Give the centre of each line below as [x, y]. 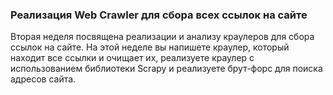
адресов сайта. [43, 79]
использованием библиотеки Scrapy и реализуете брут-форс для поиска [166, 69]
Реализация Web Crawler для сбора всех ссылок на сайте [159, 15]
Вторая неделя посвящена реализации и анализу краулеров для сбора [162, 37]
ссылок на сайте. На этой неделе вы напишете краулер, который [150, 47]
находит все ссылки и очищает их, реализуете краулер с [132, 58]
